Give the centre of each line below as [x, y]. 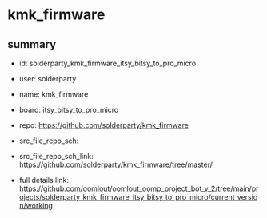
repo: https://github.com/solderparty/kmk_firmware [104, 125]
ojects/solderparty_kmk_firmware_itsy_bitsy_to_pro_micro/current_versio [138, 197]
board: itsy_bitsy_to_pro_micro [69, 110]
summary [32, 44]
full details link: [44, 180]
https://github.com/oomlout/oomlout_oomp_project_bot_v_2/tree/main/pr [139, 188]
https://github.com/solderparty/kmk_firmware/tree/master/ [116, 164]
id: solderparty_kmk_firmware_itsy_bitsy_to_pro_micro [108, 63]
